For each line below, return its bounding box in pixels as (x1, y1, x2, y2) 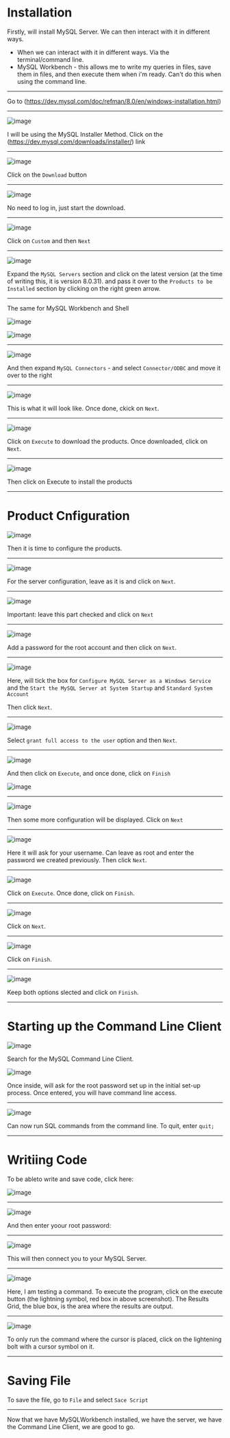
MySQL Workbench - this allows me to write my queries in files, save (16, 63, 212, 71)
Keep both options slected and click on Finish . (7, 988, 139, 996)
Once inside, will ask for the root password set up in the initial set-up (7, 1081, 201, 1090)
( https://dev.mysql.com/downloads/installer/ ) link (7, 137, 146, 146)
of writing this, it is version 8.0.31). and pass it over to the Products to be (7, 277, 213, 285)
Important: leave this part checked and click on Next (7, 610, 154, 618)
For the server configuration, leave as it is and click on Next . (7, 577, 176, 585)
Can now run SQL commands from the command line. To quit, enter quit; (7, 1121, 214, 1130)
